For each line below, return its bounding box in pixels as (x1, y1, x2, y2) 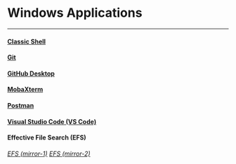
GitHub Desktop (7, 69, 55, 78)
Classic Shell (7, 37, 46, 46)
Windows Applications (7, 5, 143, 21)
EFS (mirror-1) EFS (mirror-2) (7, 149, 91, 158)
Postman (7, 101, 34, 109)
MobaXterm (7, 86, 44, 94)
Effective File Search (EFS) (7, 133, 86, 142)
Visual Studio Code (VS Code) (7, 117, 97, 125)
